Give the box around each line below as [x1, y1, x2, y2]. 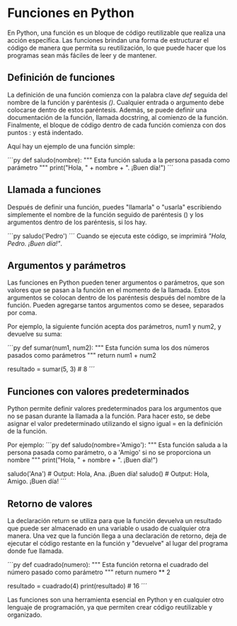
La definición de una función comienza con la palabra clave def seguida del [7, 90, 228, 99]
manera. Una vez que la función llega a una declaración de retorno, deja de [7, 532, 227, 540]
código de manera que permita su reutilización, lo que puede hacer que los [7, 43, 226, 52]
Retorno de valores [7, 498, 93, 510]
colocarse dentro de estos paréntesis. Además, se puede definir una [7, 105, 207, 114]
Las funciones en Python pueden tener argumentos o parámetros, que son [7, 278, 225, 287]
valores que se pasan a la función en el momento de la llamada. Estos [7, 286, 211, 295]
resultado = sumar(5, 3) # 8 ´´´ [7, 365, 96, 373]
